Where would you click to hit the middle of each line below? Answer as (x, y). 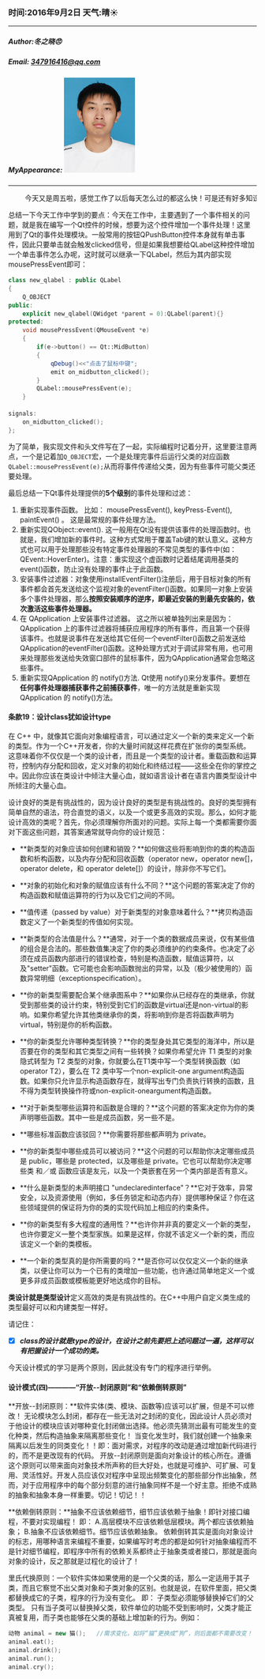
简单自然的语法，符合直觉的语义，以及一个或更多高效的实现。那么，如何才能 (132, 812)
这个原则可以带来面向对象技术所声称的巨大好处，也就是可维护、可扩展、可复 (132, 1466)
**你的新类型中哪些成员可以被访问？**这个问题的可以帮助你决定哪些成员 (137, 1151)
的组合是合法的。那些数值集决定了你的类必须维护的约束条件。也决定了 (134, 948)
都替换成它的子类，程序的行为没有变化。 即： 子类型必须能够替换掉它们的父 (131, 1598)
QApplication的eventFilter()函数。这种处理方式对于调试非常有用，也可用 (136, 648)
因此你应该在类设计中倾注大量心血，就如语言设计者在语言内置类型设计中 (139, 775)
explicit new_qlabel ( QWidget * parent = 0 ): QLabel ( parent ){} (123, 314)
